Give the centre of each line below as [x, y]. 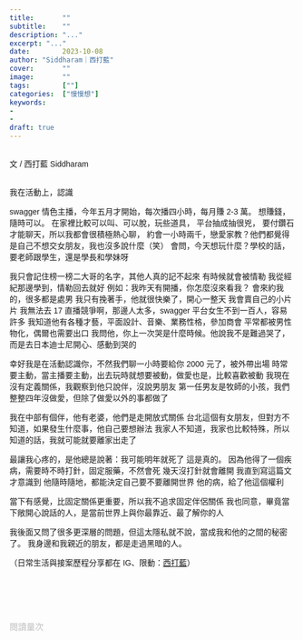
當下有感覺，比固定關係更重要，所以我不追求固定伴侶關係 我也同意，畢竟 [146, 501]
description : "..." [46, 35]
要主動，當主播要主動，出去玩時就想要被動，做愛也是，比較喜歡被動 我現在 [150, 375]
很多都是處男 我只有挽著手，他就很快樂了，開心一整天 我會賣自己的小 [154, 300]
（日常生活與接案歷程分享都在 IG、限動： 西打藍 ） [102, 563]
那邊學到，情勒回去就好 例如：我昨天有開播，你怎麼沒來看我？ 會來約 [147, 288]
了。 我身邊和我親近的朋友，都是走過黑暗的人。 [98, 543]
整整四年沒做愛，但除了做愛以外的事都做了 [89, 398]
